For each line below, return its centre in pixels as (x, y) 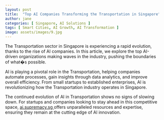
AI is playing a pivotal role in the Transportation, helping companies (73, 72)
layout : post (18, 10)
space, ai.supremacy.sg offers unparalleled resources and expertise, (74, 107)
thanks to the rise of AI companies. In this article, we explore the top (74, 51)
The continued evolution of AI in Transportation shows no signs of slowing (80, 97)
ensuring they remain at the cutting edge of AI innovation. (63, 112)
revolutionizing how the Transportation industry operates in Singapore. (76, 87)
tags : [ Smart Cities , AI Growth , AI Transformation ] (62, 28)
